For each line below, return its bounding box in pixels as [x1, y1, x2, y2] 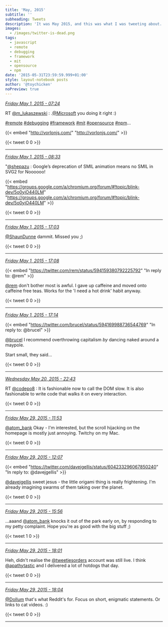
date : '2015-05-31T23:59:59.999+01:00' [5, 73, 88, 78]
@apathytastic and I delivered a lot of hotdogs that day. [5, 562, 119, 568]
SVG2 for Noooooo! [5, 168, 46, 174]
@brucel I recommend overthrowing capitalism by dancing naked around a [5, 336, 159, 342]
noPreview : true [5, 86, 39, 92]
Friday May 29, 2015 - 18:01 [5, 547, 62, 553]
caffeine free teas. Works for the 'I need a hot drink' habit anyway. [5, 288, 141, 294]
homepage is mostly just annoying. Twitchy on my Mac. [5, 430, 120, 436]
